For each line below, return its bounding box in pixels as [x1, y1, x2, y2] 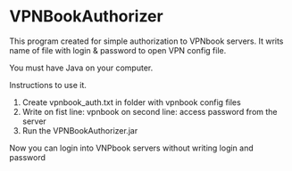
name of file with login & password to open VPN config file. [9, 45, 227, 55]
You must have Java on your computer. [9, 62, 154, 73]
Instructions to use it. [9, 79, 88, 90]
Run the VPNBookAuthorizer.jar [21, 125, 138, 135]
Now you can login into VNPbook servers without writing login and [9, 142, 254, 153]
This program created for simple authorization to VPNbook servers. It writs [9, 36, 284, 46]
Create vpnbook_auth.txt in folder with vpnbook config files [21, 96, 241, 108]
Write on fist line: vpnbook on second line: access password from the [21, 106, 278, 117]
